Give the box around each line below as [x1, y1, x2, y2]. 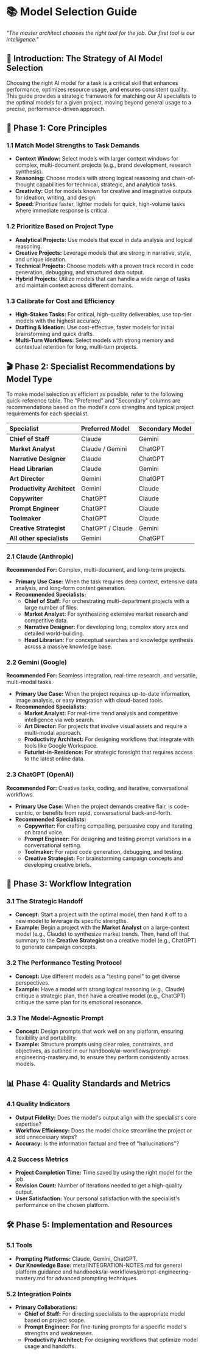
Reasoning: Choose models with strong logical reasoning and [15, 175, 171, 182]
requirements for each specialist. [6, 410, 90, 417]
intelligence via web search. [24, 716, 94, 724]
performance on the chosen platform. [15, 1201, 110, 1208]
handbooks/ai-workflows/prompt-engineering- [73, 1268, 191, 1275]
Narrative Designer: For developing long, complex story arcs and [24, 624, 189, 631]
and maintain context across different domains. [15, 282, 134, 289]
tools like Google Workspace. [24, 742, 98, 749]
